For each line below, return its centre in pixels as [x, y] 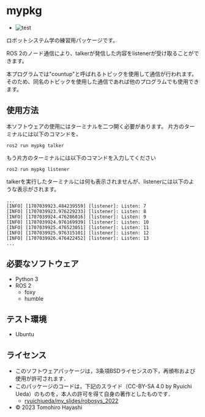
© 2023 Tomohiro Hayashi [49, 407]
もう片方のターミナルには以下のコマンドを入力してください [81, 157]
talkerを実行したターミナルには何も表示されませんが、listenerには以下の [98, 181]
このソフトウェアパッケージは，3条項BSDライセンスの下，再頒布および [105, 371]
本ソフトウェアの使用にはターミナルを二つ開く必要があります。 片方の [95, 126]
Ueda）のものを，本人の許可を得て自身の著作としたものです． [94, 394]
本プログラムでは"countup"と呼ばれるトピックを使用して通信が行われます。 [102, 73]
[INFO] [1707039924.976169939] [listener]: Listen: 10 [78, 222]
